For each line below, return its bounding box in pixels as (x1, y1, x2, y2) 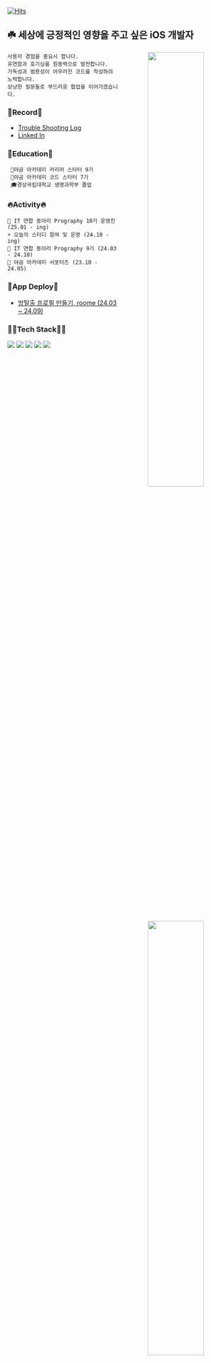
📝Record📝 (7, 107, 43, 117)
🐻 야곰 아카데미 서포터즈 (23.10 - (7, 259, 98, 266)
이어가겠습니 (88, 83, 118, 91)
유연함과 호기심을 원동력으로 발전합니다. (7, 61, 108, 68)
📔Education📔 (7, 149, 53, 159)
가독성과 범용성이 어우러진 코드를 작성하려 (7, 68, 113, 75)
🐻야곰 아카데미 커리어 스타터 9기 (10, 166, 94, 174)
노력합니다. (7, 76, 36, 83)
